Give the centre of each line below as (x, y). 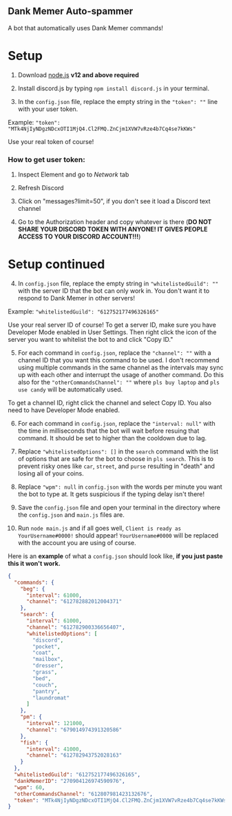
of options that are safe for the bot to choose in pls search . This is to (116, 458)
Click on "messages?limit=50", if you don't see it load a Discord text (114, 201)
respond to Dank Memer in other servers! (76, 298)
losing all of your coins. (51, 473)
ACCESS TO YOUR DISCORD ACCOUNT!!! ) (79, 236)
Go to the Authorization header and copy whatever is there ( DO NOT (115, 222)
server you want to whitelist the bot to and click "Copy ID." (91, 339)
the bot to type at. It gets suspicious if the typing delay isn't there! (111, 494)
